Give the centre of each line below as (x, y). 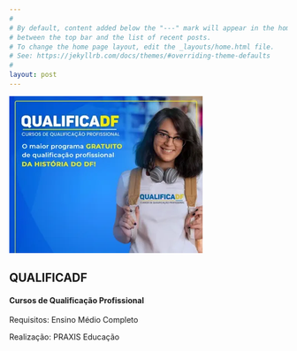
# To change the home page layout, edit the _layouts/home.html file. (142, 47)
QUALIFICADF (49, 278)
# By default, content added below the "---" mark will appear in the (142, 28)
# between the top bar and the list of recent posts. (110, 37)
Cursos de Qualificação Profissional (76, 300)
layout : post (33, 75)
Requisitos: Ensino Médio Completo (74, 320)
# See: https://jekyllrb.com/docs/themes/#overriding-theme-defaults (140, 56)
